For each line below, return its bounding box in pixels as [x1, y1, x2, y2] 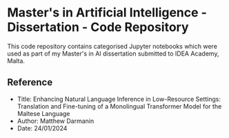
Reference [7, 77, 53, 89]
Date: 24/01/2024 [17, 124, 68, 132]
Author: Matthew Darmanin [17, 117, 94, 125]
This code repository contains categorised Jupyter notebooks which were [7, 42, 217, 50]
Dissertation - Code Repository [7, 19, 189, 35]
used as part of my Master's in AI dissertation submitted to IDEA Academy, [7, 49, 219, 58]
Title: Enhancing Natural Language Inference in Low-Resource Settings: [17, 95, 221, 103]
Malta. [7, 56, 26, 65]
